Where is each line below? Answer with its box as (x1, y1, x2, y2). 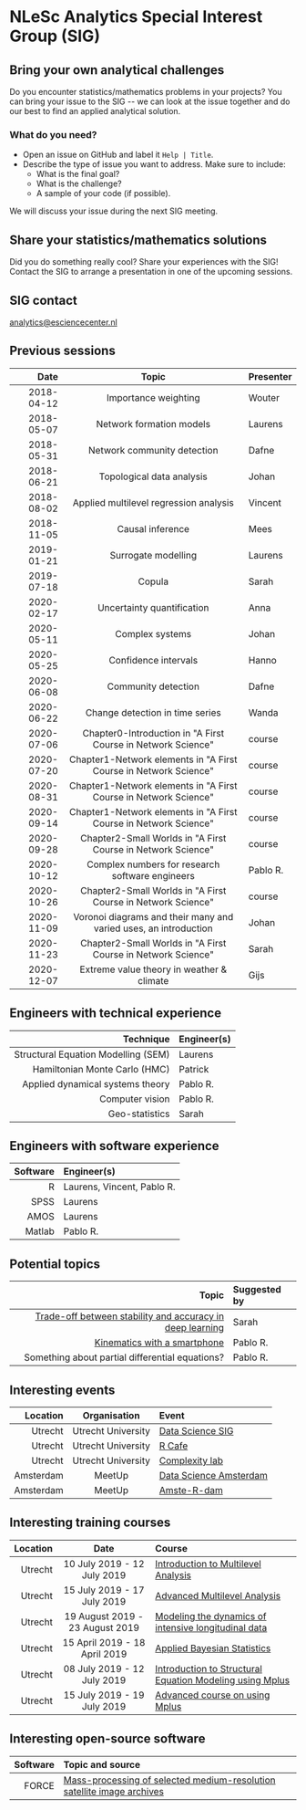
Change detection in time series (85, 706, 221, 718)
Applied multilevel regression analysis (72, 496, 234, 508)
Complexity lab (158, 1454, 223, 1467)
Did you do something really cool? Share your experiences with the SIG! (9, 256, 279, 267)
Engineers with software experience (9, 1138, 220, 1154)
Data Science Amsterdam (158, 1469, 269, 1481)
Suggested (232, 1283, 282, 1296)
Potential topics (9, 1256, 101, 1271)
